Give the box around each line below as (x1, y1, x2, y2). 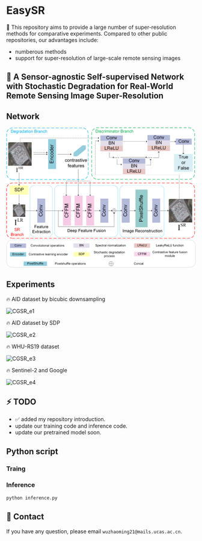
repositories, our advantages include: (6, 36, 99, 43)
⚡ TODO (6, 396, 37, 407)
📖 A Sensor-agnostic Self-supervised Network (6, 72, 185, 82)
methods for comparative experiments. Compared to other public (6, 30, 168, 37)
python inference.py (6, 495, 58, 501)
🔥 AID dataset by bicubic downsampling (6, 295, 106, 302)
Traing (6, 464, 26, 473)
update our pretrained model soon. (14, 429, 102, 436)
